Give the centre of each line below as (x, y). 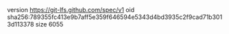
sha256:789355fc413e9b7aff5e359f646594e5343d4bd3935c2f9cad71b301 (115, 17)
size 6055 (49, 24)
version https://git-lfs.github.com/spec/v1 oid (71, 10)
